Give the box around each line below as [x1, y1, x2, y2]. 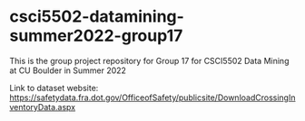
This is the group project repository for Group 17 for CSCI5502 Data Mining [9, 55, 290, 66]
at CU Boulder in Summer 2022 [9, 65, 127, 76]
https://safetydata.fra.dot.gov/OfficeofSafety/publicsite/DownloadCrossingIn [9, 92, 296, 103]
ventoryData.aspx [9, 101, 75, 112]
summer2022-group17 [9, 25, 183, 46]
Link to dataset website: [9, 82, 99, 93]
